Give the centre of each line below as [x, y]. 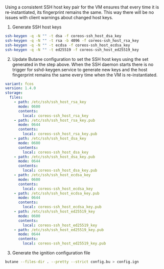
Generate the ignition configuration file [51, 253]
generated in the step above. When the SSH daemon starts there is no [83, 64]
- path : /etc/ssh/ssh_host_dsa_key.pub [55, 157]
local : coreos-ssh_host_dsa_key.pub [60, 171]
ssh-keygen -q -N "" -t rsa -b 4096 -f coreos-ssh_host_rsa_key [72, 40]
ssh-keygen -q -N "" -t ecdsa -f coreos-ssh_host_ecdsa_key [68, 45]
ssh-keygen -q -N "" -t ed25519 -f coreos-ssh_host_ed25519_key [72, 50]
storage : [14, 93]
